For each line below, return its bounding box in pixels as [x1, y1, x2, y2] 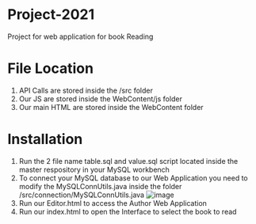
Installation [7, 131, 83, 148]
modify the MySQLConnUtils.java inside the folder [18, 181, 182, 191]
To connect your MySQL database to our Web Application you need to [18, 173, 249, 183]
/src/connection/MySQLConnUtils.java [18, 190, 144, 199]
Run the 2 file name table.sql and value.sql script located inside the [18, 156, 239, 165]
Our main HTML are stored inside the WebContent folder [18, 102, 204, 112]
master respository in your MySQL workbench [18, 165, 170, 174]
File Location [7, 59, 94, 78]
